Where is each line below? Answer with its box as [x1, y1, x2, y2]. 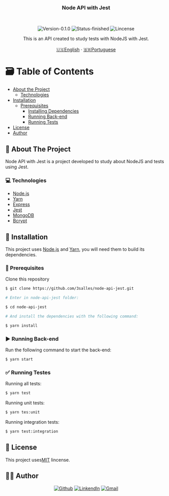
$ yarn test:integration [5, 429, 58, 434]
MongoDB [12, 212, 34, 219]
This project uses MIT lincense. [5, 457, 70, 463]
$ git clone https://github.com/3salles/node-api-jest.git [5, 286, 134, 291]
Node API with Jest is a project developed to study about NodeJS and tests [5, 158, 164, 165]
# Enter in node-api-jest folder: [5, 295, 79, 301]
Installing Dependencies [28, 108, 79, 114]
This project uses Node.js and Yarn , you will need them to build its [5, 246, 145, 252]
